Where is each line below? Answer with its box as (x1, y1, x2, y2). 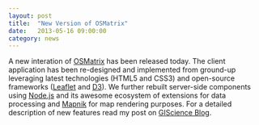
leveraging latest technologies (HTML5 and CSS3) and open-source (8, 73, 236, 83)
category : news (8, 34, 60, 43)
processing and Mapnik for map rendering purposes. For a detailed (8, 99, 232, 109)
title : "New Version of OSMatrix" (8, 19, 129, 27)
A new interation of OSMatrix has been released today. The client (8, 56, 226, 66)
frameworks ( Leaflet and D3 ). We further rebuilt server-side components (8, 82, 252, 92)
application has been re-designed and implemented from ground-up (8, 65, 236, 75)
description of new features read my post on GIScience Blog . (8, 108, 212, 118)
